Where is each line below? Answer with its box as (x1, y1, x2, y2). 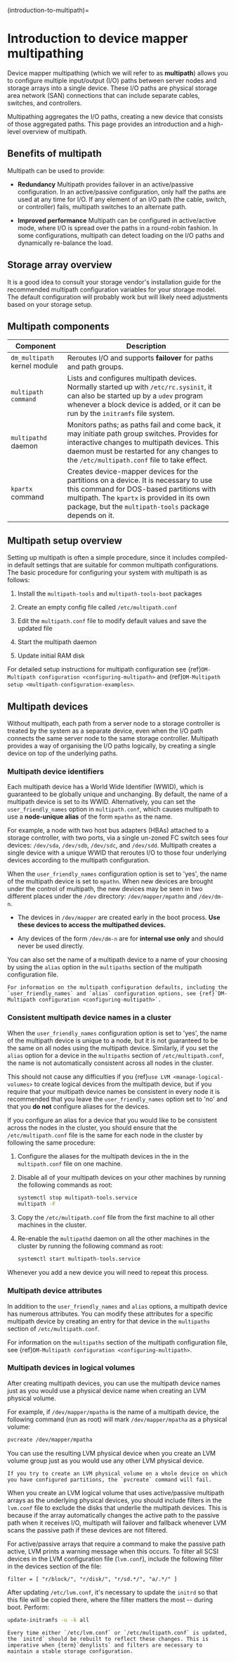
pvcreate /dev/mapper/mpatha (7, 1436, 93, 1443)
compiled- (197, 553, 228, 562)
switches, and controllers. (7, 99, 82, 107)
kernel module (11, 361, 58, 371)
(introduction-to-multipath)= (7, 6, 89, 14)
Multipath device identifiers (7, 767, 104, 776)
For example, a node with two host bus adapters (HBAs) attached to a (7, 826, 209, 835)
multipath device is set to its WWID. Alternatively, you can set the (7, 798, 196, 806)
